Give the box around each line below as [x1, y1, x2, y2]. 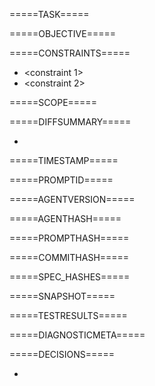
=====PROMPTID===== [9, 174, 114, 186]
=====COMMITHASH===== [9, 252, 130, 263]
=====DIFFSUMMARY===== [9, 116, 132, 128]
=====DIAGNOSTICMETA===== [9, 329, 146, 341]
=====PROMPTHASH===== [9, 232, 130, 244]
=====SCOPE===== [9, 97, 97, 108]
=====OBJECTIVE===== [9, 28, 116, 39]
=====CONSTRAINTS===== [9, 47, 131, 59]
